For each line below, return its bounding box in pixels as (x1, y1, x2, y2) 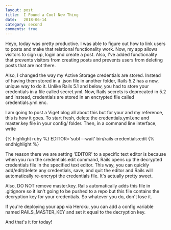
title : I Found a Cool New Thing (5, 12, 79, 17)
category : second (5, 22, 42, 27)
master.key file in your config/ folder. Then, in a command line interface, (5, 120, 157, 127)
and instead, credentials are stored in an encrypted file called (5, 94, 134, 100)
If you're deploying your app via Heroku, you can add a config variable (5, 203, 154, 210)
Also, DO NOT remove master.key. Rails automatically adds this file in (5, 183, 151, 189)
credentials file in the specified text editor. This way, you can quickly (5, 162, 150, 168)
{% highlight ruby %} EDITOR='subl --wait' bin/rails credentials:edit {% (5, 136, 155, 142)
